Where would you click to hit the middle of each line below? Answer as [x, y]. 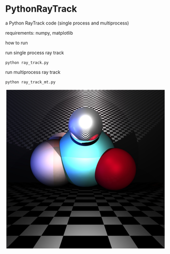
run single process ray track [35, 53]
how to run [17, 43]
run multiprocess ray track [33, 72]
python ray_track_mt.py [31, 82]
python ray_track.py [27, 62]
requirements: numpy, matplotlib [39, 33]
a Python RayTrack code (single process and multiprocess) [67, 23]
